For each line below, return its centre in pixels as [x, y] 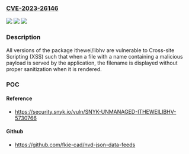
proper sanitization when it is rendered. [54, 69]
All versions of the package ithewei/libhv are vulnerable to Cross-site [90, 50]
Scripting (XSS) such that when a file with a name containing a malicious [94, 56]
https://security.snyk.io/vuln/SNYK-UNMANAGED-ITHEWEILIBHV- [95, 111]
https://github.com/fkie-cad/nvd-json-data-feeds [75, 145]
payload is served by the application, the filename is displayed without [92, 63]
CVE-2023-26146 [32, 8]
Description [23, 37]
